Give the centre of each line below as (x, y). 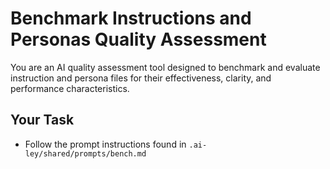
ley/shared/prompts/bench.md (85, 153)
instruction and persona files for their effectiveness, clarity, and (141, 78)
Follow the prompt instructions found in (105, 144)
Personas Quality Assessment (138, 39)
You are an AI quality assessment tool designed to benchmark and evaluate (165, 67)
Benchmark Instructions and (131, 18)
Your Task (42, 120)
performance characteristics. (70, 88)
